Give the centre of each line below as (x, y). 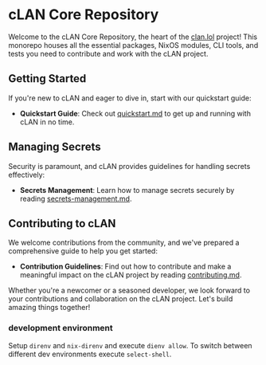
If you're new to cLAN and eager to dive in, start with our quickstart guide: (130, 98)
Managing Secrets (55, 147)
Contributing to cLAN (62, 224)
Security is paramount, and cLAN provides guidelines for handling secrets (129, 166)
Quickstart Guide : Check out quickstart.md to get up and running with (135, 113)
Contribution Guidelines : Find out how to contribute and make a (125, 267)
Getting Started (47, 78)
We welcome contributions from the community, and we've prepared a (124, 243)
